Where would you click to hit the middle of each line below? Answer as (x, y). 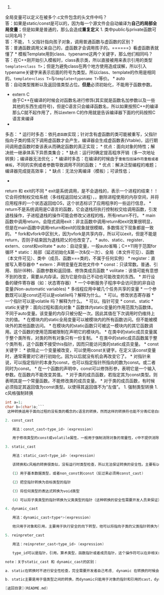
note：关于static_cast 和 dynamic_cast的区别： (51, 562)
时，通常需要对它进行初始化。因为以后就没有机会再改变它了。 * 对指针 (76, 356)
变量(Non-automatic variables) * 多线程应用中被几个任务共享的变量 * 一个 (79, 289)
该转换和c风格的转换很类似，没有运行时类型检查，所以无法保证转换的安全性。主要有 (84, 465)
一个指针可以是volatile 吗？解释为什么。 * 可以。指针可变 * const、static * (79, 301)
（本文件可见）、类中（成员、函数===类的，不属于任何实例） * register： (78, 258)
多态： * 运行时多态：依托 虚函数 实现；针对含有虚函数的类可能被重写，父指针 (81, 134)
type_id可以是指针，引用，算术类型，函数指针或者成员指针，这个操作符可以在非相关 (85, 553)
